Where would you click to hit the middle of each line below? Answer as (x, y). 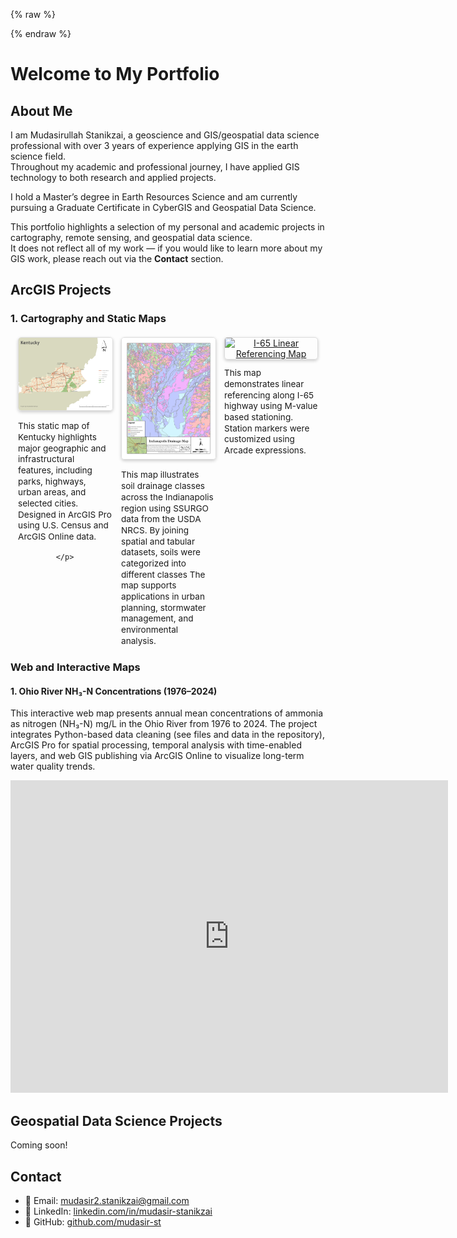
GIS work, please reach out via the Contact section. (117, 258)
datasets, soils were (161, 552)
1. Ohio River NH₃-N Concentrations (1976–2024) (114, 691)
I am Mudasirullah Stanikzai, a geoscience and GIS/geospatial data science (165, 135)
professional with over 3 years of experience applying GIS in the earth (154, 145)
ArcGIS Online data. (57, 536)
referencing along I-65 (269, 395)
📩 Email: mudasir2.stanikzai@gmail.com (107, 1200)
